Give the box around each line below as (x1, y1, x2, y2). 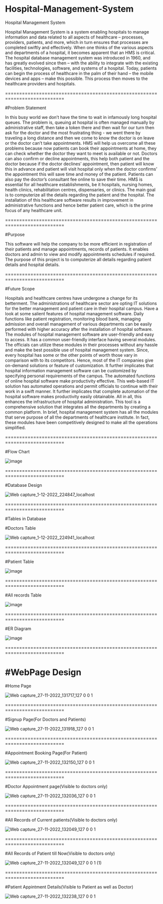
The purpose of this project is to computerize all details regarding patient (5, 256, 152, 262)
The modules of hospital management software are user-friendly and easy (5, 331, 154, 337)
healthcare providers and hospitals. (5, 80, 76, 86)
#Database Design (5, 482, 42, 488)
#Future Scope (5, 286, 35, 291)
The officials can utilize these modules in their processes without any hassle (5, 342, 158, 347)
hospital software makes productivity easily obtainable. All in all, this (5, 393, 142, 399)
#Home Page (5, 683, 32, 689)
